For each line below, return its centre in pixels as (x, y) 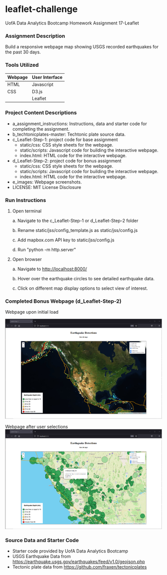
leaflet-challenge (42, 9)
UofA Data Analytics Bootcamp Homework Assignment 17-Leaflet (72, 23)
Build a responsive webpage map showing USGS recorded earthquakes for (82, 47)
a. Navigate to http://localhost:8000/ (50, 269)
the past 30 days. (23, 52)
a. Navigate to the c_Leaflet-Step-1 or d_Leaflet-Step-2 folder (75, 220)
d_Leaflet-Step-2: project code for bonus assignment (67, 161)
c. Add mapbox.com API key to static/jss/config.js (63, 240)
